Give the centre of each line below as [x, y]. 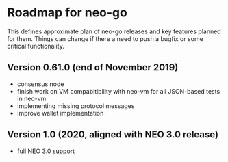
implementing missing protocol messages [76, 106]
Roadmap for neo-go [67, 13]
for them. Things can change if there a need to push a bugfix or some [105, 38]
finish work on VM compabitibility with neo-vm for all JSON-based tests [118, 91]
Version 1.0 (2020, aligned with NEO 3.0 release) [113, 135]
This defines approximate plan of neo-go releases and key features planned [114, 31]
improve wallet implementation [60, 113]
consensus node [40, 84]
